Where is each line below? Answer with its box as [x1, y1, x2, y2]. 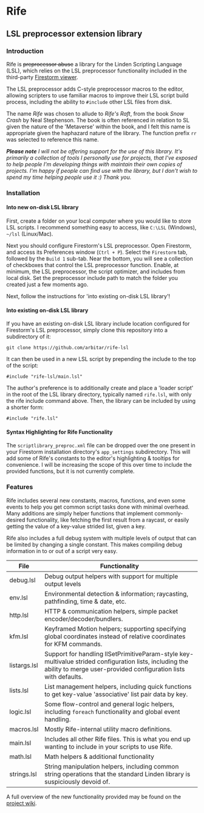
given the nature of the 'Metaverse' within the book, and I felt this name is [6, 123, 191, 130]
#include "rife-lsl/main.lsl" [6, 374, 83, 380]
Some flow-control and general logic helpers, [44, 700, 175, 708]
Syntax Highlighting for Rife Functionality [6, 428, 113, 436]
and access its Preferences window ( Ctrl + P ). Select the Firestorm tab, [6, 248, 188, 256]
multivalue [44, 657, 74, 666]
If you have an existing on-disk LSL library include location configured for [6, 320, 190, 327]
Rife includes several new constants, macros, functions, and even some [6, 497, 186, 504]
